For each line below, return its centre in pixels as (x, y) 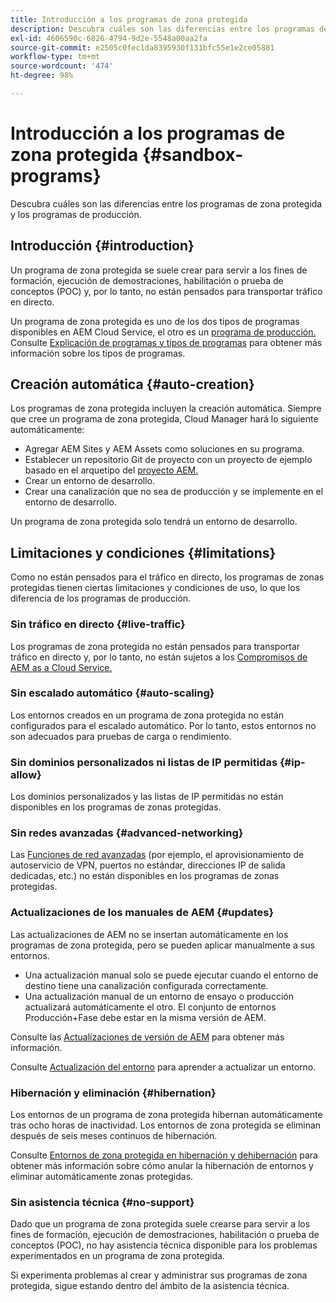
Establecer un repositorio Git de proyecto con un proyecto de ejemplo (168, 460)
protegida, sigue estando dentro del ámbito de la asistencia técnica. (150, 1286)
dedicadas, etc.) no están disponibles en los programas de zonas (145, 876)
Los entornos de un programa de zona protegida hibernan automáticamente (166, 1115)
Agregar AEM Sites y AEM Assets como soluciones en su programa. (164, 449)
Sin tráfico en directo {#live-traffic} (98, 624)
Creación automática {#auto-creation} (132, 384)
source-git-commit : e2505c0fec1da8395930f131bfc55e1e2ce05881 (142, 47)
